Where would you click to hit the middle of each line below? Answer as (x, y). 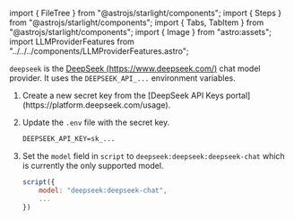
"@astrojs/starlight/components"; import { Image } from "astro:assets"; (140, 32)
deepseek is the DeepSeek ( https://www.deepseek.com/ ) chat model (135, 68)
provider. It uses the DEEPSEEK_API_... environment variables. (122, 78)
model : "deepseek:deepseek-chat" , (103, 190)
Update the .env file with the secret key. (96, 122)
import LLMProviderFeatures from (72, 41)
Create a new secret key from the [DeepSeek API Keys (123, 95)
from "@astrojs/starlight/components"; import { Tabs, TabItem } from (137, 22)
